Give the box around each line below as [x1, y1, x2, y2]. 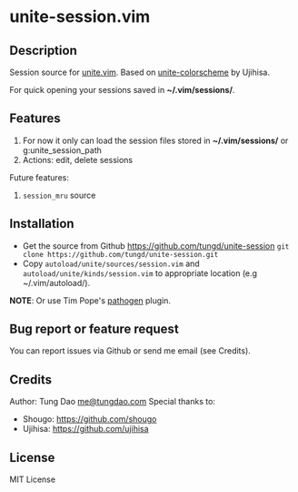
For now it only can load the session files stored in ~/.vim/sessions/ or [22, 135, 289, 146]
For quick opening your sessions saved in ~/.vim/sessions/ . [9, 85, 235, 95]
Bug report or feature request [9, 322, 179, 337]
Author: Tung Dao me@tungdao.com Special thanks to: [9, 396, 216, 407]
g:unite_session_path [22, 144, 103, 156]
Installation [9, 216, 74, 231]
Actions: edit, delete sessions [22, 154, 134, 165]
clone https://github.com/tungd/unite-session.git [22, 250, 219, 259]
